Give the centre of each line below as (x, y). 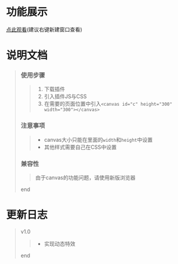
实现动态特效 (60, 243)
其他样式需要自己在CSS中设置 (80, 147)
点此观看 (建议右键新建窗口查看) (44, 29)
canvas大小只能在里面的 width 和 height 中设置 (98, 139)
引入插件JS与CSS (65, 96)
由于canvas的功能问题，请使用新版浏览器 (85, 178)
